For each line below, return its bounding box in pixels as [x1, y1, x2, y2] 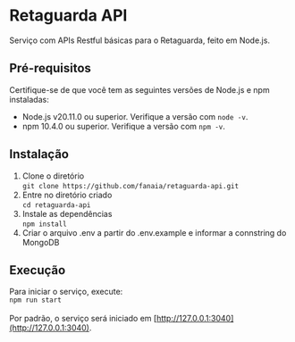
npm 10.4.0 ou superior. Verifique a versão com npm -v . [21, 121, 226, 131]
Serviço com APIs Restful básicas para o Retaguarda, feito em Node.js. [9, 35, 271, 46]
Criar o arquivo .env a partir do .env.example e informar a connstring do [21, 227, 287, 238]
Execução [9, 263, 66, 278]
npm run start [9, 296, 63, 304]
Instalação [9, 146, 70, 162]
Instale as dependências [21, 208, 113, 219]
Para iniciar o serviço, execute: [9, 287, 123, 297]
